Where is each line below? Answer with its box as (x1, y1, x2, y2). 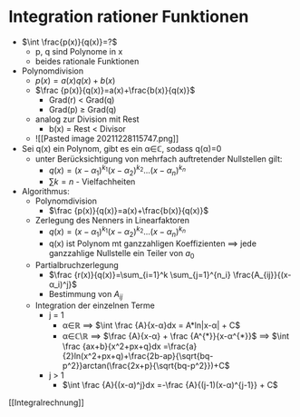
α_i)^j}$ (48, 279, 78, 290)
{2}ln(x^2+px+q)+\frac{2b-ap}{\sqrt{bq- (62, 351, 214, 362)
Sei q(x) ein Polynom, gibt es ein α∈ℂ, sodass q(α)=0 (21, 143, 222, 154)
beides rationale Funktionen (34, 55, 140, 66)
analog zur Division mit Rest (34, 114, 140, 124)
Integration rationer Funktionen (8, 6, 249, 27)
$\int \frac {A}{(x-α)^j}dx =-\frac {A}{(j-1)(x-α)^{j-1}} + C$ (62, 380, 278, 391)
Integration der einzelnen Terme (34, 300, 156, 311)
